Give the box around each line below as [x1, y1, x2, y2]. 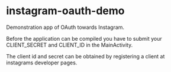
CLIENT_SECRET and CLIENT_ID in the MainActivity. [6, 41, 133, 48]
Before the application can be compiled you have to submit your [6, 35, 163, 42]
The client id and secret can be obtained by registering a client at [6, 53, 165, 60]
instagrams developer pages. [6, 59, 78, 66]
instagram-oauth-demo [6, 4, 125, 18]
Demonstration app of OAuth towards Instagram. [6, 24, 125, 31]
